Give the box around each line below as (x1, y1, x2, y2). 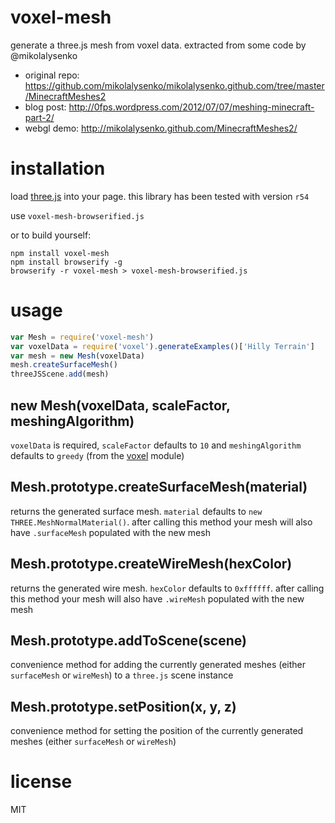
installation (10, 157, 106, 180)
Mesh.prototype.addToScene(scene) (10, 632, 247, 650)
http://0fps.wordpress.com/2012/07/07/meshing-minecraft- (68, 101, 315, 113)
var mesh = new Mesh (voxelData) (10, 351, 145, 361)
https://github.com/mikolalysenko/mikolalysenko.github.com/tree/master (24, 79, 325, 91)
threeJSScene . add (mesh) (10, 369, 110, 380)
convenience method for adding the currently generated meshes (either (10, 659, 307, 671)
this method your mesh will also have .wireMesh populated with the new (10, 592, 305, 605)
